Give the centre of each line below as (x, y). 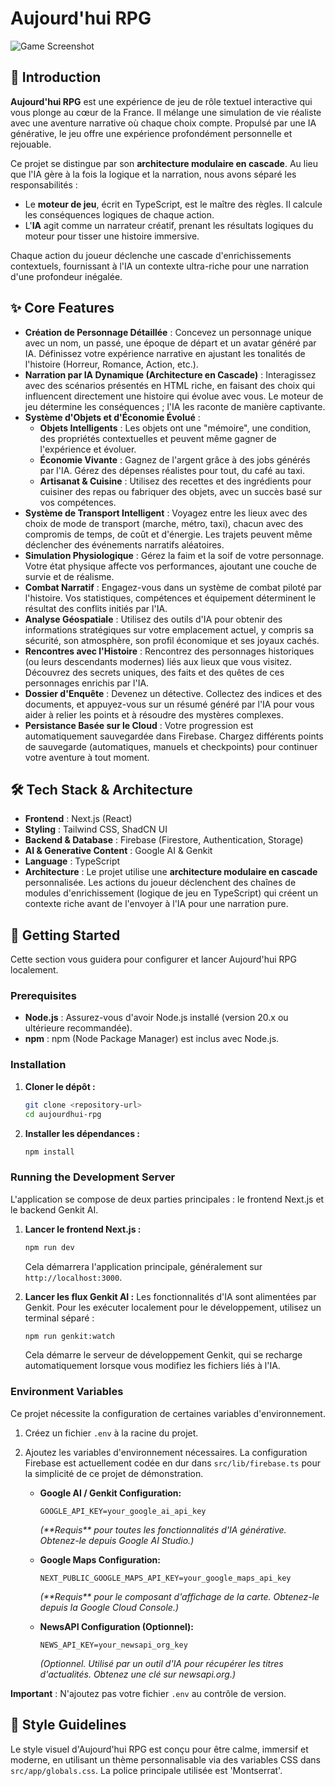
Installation (38, 1065)
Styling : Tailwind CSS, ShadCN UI (96, 829)
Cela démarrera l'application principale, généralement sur (143, 1266)
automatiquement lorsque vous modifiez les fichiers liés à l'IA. (152, 1366)
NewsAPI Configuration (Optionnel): (116, 1626)
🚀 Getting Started (65, 935)
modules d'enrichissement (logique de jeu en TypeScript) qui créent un (171, 893)
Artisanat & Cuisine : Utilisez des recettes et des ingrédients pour (175, 481)
